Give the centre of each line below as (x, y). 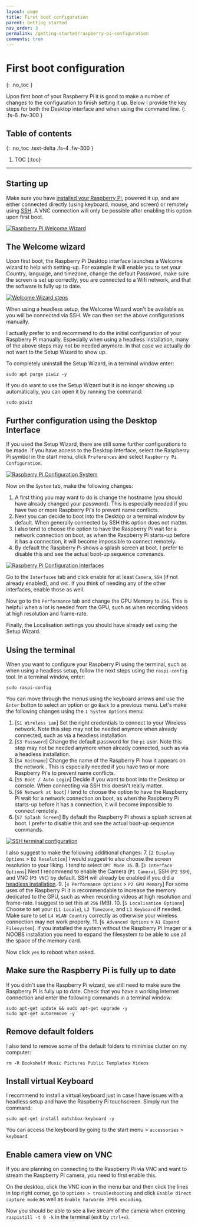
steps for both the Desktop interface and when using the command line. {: (96, 109)
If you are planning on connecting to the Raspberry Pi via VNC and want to (97, 1169)
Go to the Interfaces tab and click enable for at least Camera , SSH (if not (92, 577)
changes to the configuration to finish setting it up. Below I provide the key (96, 102)
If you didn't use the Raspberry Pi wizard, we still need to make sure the (93, 985)
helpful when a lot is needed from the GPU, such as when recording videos (97, 607)
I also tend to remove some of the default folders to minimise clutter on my (97, 1046)
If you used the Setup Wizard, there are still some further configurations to (96, 444)
